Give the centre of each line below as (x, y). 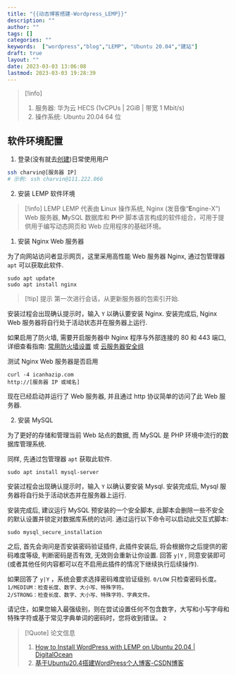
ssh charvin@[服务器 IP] (42, 173)
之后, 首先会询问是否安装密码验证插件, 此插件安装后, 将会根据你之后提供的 (114, 546)
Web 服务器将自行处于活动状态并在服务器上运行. (77, 323)
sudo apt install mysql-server (53, 473)
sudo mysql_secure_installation (55, 533)
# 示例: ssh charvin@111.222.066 (55, 179)
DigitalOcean (54, 655)
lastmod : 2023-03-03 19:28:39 (52, 73)
